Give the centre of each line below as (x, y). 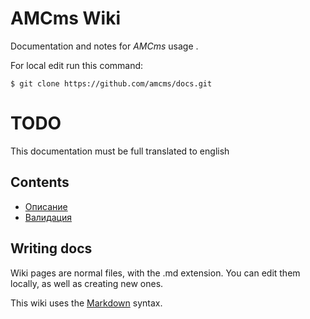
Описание (46, 206)
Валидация (48, 217)
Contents (40, 182)
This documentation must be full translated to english (120, 151)
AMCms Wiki (66, 18)
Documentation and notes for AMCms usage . (104, 46)
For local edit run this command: (77, 65)
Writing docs (51, 248)
